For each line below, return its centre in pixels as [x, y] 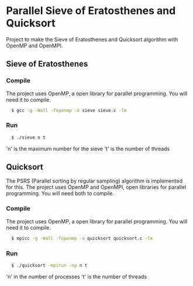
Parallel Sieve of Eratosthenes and [91, 11]
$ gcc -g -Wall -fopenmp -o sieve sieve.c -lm [69, 110]
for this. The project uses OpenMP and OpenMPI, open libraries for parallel [96, 187]
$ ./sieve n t [28, 137]
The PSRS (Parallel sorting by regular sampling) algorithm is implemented [94, 181]
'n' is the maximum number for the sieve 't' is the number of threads [88, 149]
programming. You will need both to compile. [60, 194]
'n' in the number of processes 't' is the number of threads [77, 277]
